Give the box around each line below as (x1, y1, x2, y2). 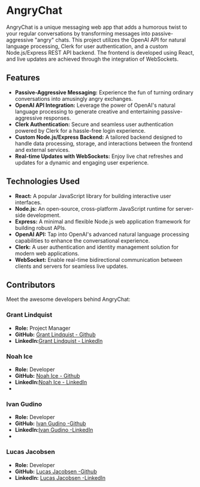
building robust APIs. (14, 224, 67, 231)
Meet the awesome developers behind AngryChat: (6, 295, 131, 303)
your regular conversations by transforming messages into (6, 29, 151, 37)
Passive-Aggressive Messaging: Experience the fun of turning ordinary (14, 88, 193, 96)
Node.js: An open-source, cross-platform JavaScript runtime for (14, 205, 175, 212)
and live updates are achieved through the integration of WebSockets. (6, 55, 179, 62)
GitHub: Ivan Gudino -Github (14, 420, 86, 427)
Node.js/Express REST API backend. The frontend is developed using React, (6, 49, 195, 56)
